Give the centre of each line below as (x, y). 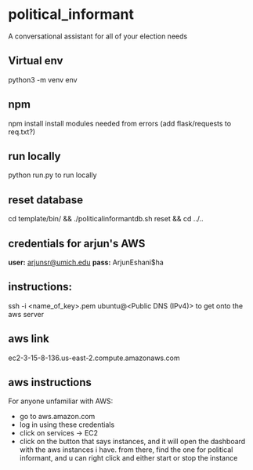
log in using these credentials (67, 424)
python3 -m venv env (43, 79)
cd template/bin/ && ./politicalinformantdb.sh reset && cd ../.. (106, 219)
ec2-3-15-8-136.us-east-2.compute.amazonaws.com (94, 358)
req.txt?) (22, 132)
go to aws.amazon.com (57, 417)
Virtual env (36, 61)
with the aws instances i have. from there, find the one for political (126, 450)
